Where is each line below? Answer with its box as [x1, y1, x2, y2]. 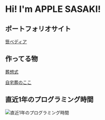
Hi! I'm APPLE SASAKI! [5, 3, 101, 15]
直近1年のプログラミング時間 [5, 96, 94, 104]
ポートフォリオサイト [5, 24, 71, 33]
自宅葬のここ [5, 79, 31, 85]
